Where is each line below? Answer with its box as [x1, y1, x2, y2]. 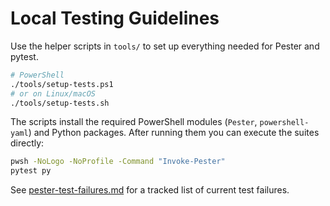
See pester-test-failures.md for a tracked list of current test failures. [10, 184, 290, 196]
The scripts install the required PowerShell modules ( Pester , [10, 116, 258, 128]
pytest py [10, 166, 52, 176]
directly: [10, 137, 45, 149]
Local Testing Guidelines [10, 7, 220, 30]
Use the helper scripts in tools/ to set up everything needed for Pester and [10, 40, 320, 52]
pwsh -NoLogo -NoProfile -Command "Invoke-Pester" [10, 157, 226, 167]
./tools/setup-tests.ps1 [10, 79, 114, 89]
